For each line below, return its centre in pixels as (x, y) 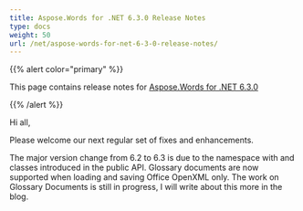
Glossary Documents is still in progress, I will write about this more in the (146, 187)
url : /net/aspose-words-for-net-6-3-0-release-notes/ (114, 43)
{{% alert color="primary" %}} (67, 69)
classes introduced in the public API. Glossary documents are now (134, 168)
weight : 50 (30, 35)
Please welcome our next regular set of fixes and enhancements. (131, 140)
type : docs (30, 26)
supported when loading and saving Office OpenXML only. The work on (145, 177)
